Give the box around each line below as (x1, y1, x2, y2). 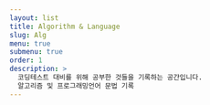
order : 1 (9, 56, 43, 65)
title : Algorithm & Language (9, 22, 121, 31)
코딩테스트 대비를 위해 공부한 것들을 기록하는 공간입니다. (17, 73, 203, 82)
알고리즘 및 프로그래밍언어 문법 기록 (17, 81, 134, 90)
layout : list (9, 13, 59, 23)
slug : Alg (9, 30, 47, 39)
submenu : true (9, 47, 64, 57)
